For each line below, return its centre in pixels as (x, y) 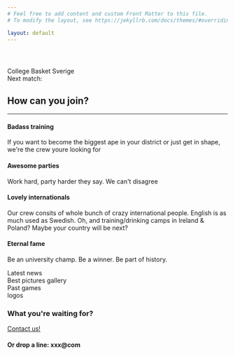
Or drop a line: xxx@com (44, 345)
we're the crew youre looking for (54, 150)
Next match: (25, 78)
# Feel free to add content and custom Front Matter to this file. (108, 14)
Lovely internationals (38, 198)
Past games (24, 288)
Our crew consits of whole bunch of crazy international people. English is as (117, 213)
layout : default (31, 33)
